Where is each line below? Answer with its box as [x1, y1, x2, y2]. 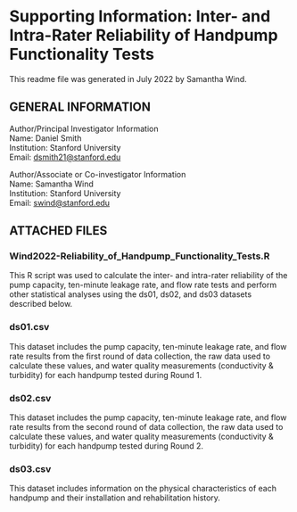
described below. [9, 299, 73, 310]
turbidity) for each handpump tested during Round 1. [9, 369, 202, 380]
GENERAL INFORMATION [9, 100, 152, 115]
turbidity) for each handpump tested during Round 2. [9, 441, 203, 451]
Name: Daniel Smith [9, 132, 82, 144]
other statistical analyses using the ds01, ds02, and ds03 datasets [9, 289, 252, 300]
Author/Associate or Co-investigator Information [9, 169, 186, 179]
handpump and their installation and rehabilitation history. [9, 492, 221, 503]
